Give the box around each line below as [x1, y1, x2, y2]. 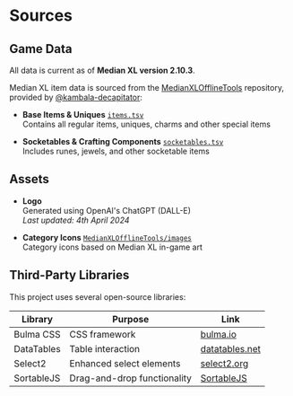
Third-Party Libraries [9, 268, 130, 283]
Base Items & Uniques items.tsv [22, 110, 144, 119]
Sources [9, 5, 73, 26]
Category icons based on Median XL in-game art [22, 242, 203, 252]
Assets [9, 172, 49, 187]
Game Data [9, 41, 73, 57]
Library [21, 312, 54, 325]
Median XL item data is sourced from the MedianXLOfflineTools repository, [9, 83, 285, 92]
